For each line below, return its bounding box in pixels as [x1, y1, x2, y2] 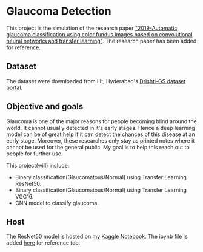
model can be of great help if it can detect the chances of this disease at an [6, 131, 195, 138]
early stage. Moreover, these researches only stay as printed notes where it [6, 137, 195, 144]
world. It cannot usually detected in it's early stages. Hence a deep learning [6, 124, 195, 131]
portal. [6, 84, 23, 91]
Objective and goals [6, 101, 84, 112]
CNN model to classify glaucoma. [15, 199, 99, 206]
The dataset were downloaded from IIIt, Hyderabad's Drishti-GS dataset [6, 77, 186, 84]
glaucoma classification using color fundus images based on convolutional [6, 30, 193, 38]
